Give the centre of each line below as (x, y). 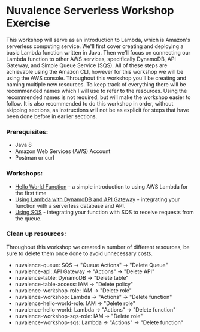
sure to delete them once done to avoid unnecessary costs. (79, 253)
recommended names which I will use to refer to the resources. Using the (97, 91)
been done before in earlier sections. (52, 116)
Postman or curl (35, 158)
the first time (31, 193)
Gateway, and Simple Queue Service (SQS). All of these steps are (87, 65)
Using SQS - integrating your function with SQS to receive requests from (104, 212)
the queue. (28, 218)
